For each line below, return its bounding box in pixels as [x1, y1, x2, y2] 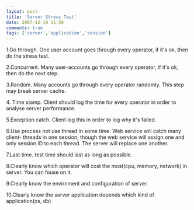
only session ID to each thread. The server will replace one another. [6, 140, 169, 147]
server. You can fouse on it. [6, 169, 72, 176]
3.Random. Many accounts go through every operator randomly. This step [6, 81, 185, 88]
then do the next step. [6, 70, 60, 77]
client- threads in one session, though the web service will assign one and [6, 134, 185, 141]
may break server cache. [6, 87, 66, 94]
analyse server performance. [6, 105, 76, 112]
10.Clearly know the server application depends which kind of [6, 191, 155, 198]
